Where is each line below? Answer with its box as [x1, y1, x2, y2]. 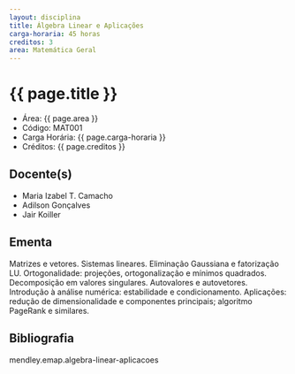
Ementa [9, 235, 53, 250]
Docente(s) [9, 167, 72, 182]
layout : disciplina [9, 12, 81, 22]
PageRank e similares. [9, 305, 90, 316]
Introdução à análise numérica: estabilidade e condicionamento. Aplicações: [9, 286, 287, 297]
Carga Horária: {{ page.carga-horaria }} [21, 132, 166, 142]
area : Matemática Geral [9, 46, 97, 55]
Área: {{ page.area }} [21, 113, 99, 124]
